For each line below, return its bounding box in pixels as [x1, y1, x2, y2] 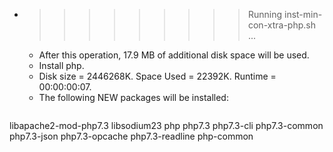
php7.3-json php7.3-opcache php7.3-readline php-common [9, 130, 254, 142]
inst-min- [283, 9, 323, 20]
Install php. [38, 60, 85, 71]
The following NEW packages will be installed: [38, 92, 229, 103]
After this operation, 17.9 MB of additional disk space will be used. [38, 49, 310, 61]
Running [247, 9, 283, 20]
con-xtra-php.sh [247, 19, 316, 31]
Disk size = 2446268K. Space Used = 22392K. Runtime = [38, 70, 277, 82]
